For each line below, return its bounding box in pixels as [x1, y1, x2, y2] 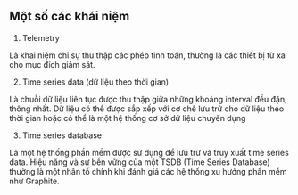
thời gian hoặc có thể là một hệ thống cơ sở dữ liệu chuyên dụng [9, 112, 246, 123]
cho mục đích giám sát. [9, 59, 95, 69]
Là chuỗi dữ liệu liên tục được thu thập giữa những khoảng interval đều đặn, [9, 93, 287, 104]
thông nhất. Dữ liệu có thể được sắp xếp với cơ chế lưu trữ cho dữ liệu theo [9, 103, 285, 114]
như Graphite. [9, 175, 60, 186]
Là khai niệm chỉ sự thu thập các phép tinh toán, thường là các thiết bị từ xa [9, 50, 286, 61]
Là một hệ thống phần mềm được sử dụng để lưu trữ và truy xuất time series [9, 147, 290, 158]
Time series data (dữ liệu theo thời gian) [21, 77, 170, 87]
